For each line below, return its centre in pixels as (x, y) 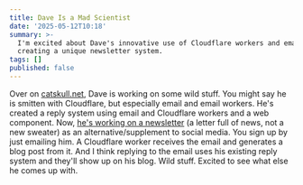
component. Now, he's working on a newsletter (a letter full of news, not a (147, 122)
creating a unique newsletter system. (91, 51)
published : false (42, 69)
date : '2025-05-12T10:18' (58, 26)
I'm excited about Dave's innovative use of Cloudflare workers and (149, 43)
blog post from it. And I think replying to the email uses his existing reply (143, 151)
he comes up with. (44, 170)
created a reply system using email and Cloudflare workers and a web (139, 113)
